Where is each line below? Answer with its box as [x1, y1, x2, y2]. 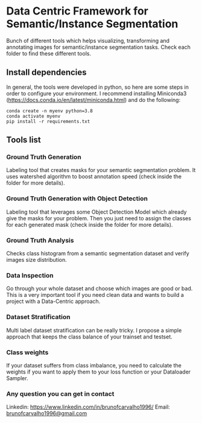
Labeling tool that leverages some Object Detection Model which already [6, 208, 187, 215]
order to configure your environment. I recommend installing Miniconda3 [6, 89, 187, 97]
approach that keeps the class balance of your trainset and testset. [6, 333, 173, 340]
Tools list [6, 135, 41, 145]
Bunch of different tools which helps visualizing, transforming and [6, 37, 170, 44]
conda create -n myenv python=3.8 [6, 107, 93, 114]
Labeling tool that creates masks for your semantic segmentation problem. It [6, 167, 196, 174]
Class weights [6, 348, 49, 357]
